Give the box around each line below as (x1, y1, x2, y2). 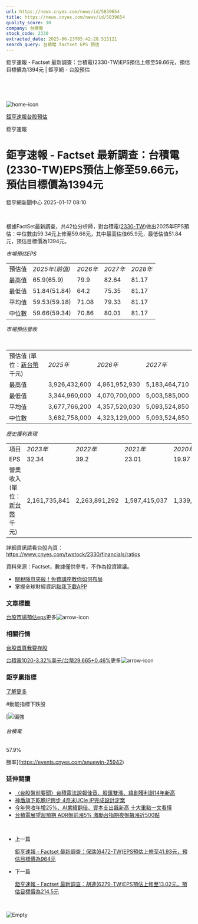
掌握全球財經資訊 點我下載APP (14, 583, 87, 590)
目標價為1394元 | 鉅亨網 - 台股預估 (6, 66, 90, 73)
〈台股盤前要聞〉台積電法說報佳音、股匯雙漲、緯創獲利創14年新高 (14, 789, 176, 796)
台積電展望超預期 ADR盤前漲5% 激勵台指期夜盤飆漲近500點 (14, 812, 160, 819)
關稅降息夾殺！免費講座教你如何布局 (14, 575, 103, 583)
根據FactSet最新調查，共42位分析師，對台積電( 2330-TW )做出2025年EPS (6, 222, 184, 230)
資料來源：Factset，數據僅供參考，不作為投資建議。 (6, 563, 133, 570)
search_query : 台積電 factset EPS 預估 (6, 42, 100, 48)
